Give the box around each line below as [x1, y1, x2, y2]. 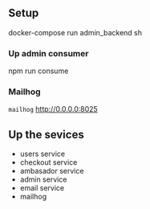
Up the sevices [8, 128, 84, 141]
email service [19, 183, 65, 193]
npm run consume [8, 66, 69, 76]
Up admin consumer [8, 47, 89, 59]
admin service [19, 174, 67, 184]
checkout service [19, 158, 78, 167]
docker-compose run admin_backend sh [8, 27, 143, 37]
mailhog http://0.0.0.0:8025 [8, 104, 98, 114]
